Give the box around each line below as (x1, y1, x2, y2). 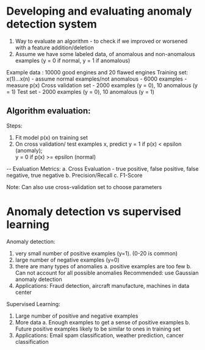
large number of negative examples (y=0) (15, 256, 120, 263)
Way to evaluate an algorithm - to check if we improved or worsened (15, 37, 188, 45)
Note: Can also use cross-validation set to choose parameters (6, 183, 162, 190)
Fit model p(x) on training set (15, 134, 88, 141)
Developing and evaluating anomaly (6, 4, 192, 18)
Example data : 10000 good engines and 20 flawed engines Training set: (6, 68, 188, 76)
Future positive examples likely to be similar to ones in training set (15, 325, 181, 332)
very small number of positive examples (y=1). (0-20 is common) (15, 249, 178, 257)
